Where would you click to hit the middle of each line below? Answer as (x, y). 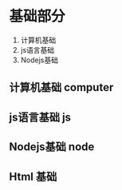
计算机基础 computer (61, 87)
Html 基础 (33, 176)
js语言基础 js (40, 117)
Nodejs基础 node (52, 147)
